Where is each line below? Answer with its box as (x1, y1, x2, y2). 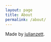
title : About (5, 12, 33, 17)
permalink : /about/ (5, 17, 46, 22)
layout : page (5, 7, 33, 13)
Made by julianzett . (5, 31, 45, 37)
